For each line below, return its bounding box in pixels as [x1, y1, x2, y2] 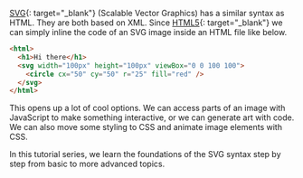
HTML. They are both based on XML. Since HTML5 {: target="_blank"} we [9, 17, 283, 28]
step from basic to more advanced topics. [9, 158, 166, 170]
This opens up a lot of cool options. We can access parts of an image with [9, 103, 286, 114]
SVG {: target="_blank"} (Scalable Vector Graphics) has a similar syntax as [9, 8, 285, 18]
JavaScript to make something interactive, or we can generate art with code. [9, 112, 295, 123]
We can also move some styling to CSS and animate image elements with [9, 122, 283, 133]
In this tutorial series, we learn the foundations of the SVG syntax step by [9, 149, 282, 160]
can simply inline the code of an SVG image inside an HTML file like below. [9, 27, 288, 37]
